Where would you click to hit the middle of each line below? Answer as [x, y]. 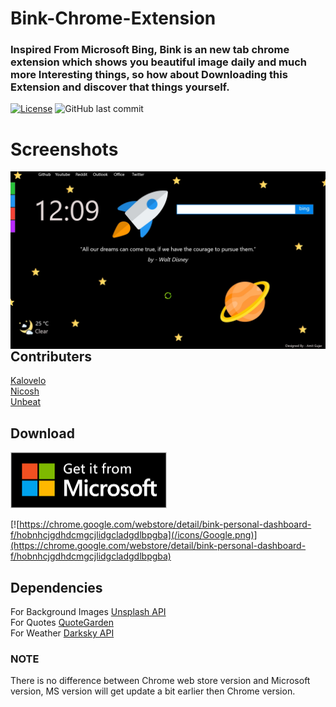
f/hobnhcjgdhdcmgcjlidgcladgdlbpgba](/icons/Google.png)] [134, 535]
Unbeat [26, 402]
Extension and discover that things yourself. [120, 87]
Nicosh [25, 391]
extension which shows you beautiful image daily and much [159, 62]
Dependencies [56, 587]
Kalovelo [28, 381]
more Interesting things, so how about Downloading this [149, 75]
